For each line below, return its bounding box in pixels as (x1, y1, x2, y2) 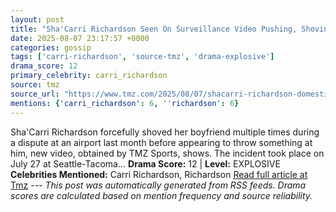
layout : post (10, 14, 65, 25)
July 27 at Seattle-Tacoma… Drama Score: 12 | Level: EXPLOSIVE (10, 157, 281, 170)
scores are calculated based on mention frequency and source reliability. (10, 189, 313, 201)
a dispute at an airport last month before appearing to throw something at (10, 136, 313, 148)
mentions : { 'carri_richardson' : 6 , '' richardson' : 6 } (10, 98, 240, 108)
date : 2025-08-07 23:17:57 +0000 (10, 33, 150, 43)
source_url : (10, 89, 60, 99)
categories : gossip (10, 42, 92, 53)
